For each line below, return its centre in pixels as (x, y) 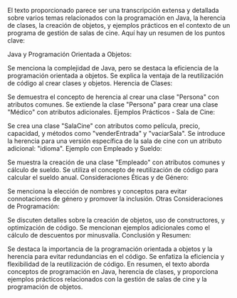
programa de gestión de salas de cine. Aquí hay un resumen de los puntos (116, 33)
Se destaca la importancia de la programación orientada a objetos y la (110, 249)
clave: (16, 41)
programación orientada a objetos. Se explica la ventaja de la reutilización (116, 75)
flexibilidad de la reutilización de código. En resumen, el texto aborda (109, 264)
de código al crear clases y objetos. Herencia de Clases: (90, 83)
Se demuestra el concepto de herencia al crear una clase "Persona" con (113, 97)
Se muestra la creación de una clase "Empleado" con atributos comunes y (116, 162)
